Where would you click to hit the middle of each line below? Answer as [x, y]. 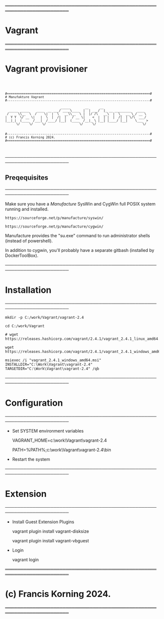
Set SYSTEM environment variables [48, 431]
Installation [28, 290]
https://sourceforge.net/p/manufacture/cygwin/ [54, 227]
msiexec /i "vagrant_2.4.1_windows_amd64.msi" [53, 360]
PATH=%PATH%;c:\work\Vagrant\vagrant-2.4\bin [61, 450]
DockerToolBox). [22, 256]
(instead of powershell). [29, 241]
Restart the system [31, 459]
